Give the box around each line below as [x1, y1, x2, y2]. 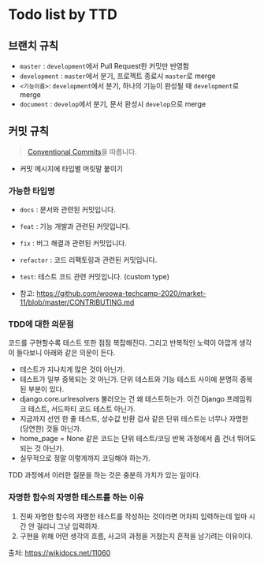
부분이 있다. [28, 384, 65, 394]
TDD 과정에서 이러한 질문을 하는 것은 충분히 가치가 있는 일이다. [8, 470, 201, 480]
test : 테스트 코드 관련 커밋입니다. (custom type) [19, 272, 170, 282]
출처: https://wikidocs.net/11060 [8, 548, 111, 557]
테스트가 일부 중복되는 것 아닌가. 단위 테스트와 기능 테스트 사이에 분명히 [19, 375, 239, 384]
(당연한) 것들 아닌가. [19, 424, 82, 433]
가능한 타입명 [8, 185, 55, 196]
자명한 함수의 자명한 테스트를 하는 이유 [8, 492, 144, 503]
